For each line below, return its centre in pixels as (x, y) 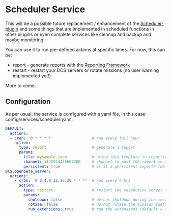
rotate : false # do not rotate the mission (91, 204)
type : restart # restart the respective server (93, 190)
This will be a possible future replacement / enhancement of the (72, 23)
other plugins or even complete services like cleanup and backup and (78, 34)
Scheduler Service (45, 9)
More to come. (21, 86)
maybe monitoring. (25, 40)
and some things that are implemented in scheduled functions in (87, 29)
